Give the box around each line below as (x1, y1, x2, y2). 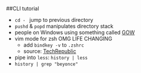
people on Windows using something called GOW (14, 29, 135, 36)
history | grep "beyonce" (14, 61, 78, 67)
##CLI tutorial (6, 5, 39, 12)
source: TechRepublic (23, 48, 76, 55)
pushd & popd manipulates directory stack (14, 23, 113, 29)
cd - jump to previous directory (14, 16, 93, 23)
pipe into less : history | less (14, 54, 88, 61)
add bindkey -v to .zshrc (23, 41, 84, 48)
